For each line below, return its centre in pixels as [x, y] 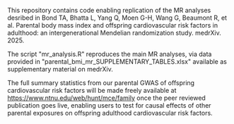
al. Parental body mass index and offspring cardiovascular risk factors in [112, 25]
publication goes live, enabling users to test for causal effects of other [109, 105]
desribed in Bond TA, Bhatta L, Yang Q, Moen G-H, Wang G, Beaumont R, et [117, 18]
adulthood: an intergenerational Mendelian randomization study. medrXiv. [114, 33]
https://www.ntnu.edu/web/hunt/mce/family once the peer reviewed [107, 98]
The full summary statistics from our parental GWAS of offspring [101, 83]
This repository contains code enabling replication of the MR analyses [109, 10]
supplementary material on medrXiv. [60, 69]
